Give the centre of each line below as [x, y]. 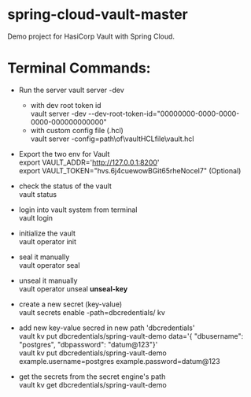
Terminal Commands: [79, 68]
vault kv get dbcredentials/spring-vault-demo [92, 384]
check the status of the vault [65, 186]
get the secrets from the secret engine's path [92, 377]
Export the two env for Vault [64, 154]
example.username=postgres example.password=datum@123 [120, 361]
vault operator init [47, 241]
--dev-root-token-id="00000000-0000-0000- [164, 113]
